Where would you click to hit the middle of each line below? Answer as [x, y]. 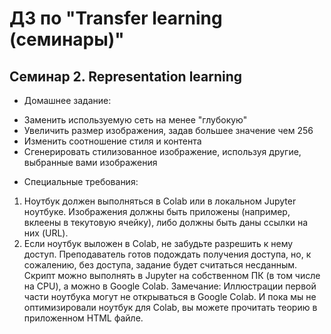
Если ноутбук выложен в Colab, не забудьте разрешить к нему [158, 243]
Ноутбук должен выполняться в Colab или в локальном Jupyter [160, 201]
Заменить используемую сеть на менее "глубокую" [135, 120]
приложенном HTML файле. [83, 318]
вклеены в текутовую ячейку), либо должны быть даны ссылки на [166, 222]
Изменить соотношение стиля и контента [112, 141]
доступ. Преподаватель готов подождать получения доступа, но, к [167, 254]
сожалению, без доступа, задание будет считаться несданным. [160, 265]
